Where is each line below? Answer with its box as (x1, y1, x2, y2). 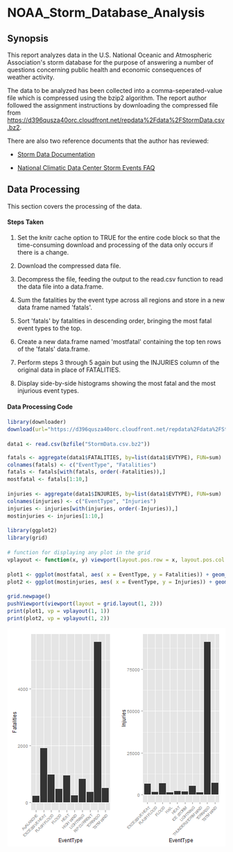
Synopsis (7, 33, 49, 44)
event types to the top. (17, 324, 83, 332)
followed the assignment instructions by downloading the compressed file (7, 101, 218, 109)
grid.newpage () (7, 593, 51, 600)
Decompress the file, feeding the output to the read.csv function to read (17, 275, 223, 284)
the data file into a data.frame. (17, 282, 104, 291)
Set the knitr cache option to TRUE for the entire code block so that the (17, 234, 221, 242)
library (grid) (7, 534, 49, 542)
